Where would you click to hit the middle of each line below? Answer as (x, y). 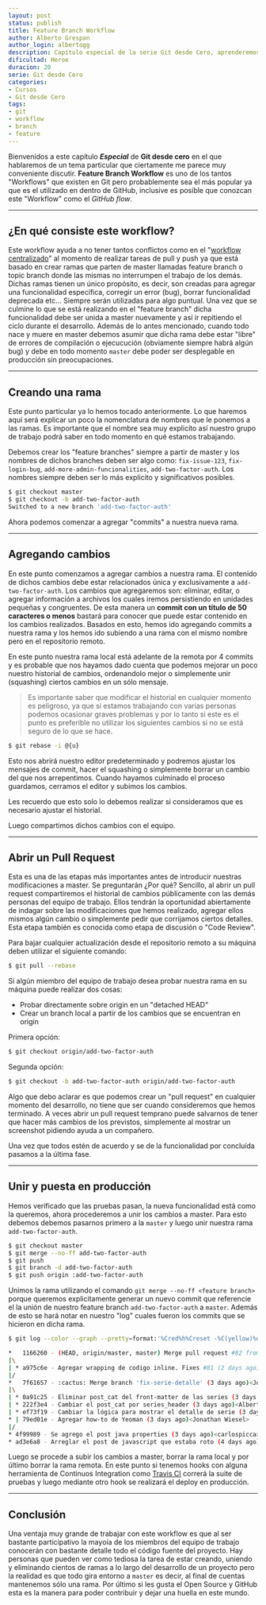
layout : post (30, 15)
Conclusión (37, 1514)
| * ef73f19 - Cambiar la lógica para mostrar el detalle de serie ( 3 (127, 1412)
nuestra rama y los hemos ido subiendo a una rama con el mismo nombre (128, 632)
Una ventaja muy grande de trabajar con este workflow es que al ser (120, 1533)
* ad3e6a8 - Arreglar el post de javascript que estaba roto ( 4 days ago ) (134, 1442)
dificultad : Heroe (38, 60)
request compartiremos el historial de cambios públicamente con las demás (132, 894)
